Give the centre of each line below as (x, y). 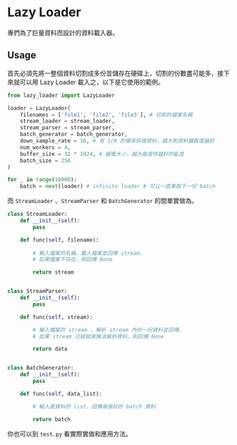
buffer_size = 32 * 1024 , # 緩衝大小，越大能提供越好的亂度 (102, 154)
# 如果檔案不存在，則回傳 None (73, 260)
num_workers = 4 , (45, 147)
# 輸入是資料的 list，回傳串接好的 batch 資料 (94, 406)
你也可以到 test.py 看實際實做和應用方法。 (69, 434)
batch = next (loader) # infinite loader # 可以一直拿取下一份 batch (118, 187)
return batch (52, 419)
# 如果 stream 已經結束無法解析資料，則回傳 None (98, 336)
